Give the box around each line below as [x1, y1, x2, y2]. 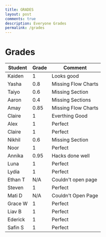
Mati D [7, 192, 23, 199]
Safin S [7, 224, 24, 231]
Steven [7, 184, 23, 191]
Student [8, 64, 27, 71]
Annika [7, 153, 23, 159]
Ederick [7, 216, 25, 223]
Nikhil [7, 136, 21, 143]
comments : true [5, 16, 36, 21]
